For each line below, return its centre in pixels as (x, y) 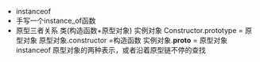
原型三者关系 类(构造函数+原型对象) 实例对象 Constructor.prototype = (130, 30)
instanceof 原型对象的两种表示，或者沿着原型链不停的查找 (111, 50)
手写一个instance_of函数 (56, 20)
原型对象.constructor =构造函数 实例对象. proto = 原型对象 (133, 40)
